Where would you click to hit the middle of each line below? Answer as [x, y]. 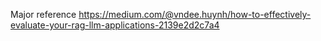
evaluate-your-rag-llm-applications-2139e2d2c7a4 [115, 25]
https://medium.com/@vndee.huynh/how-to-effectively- [195, 14]
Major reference [43, 14]
